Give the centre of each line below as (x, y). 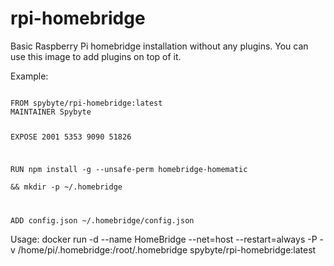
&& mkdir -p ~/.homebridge (66, 187)
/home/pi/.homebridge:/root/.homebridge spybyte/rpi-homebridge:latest (167, 249)
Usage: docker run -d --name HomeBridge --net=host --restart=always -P (164, 239)
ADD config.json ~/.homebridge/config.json (102, 220)
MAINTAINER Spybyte (51, 112)
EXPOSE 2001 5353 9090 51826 (71, 137)
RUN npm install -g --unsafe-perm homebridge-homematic (129, 169)
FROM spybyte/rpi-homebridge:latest (86, 103)
